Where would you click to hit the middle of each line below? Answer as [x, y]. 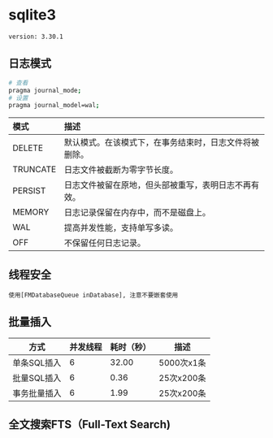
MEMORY [31, 212]
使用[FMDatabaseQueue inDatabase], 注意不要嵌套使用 [93, 295]
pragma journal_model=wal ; [54, 106]
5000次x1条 [182, 362]
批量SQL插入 [37, 378]
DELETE [28, 148]
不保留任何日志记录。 [105, 243]
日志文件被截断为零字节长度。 [121, 170]
